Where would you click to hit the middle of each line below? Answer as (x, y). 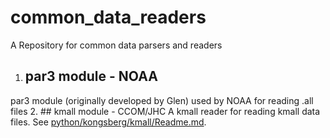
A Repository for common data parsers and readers (116, 45)
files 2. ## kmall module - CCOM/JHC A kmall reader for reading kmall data (165, 111)
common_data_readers (108, 17)
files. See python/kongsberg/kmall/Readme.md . (108, 122)
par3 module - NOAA (91, 76)
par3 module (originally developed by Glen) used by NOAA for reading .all (162, 100)
